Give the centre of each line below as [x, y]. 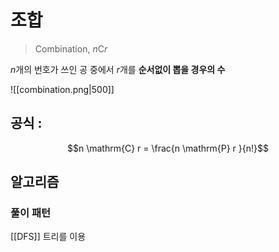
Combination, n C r [71, 48]
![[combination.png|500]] [62, 89]
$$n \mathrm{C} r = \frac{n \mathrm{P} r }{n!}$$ [168, 148]
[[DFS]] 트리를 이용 [48, 237]
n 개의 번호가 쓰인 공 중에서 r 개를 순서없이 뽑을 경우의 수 [118, 69]
